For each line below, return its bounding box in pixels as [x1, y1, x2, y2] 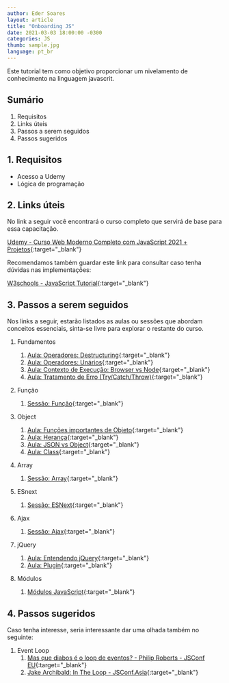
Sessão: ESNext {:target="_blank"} [27, 501, 124, 509]
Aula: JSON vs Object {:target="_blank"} [27, 440, 140, 449]
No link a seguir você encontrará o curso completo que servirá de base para [7, 217, 222, 226]
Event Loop [16, 646, 50, 654]
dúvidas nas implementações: [7, 266, 92, 274]
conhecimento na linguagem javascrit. [7, 74, 115, 82]
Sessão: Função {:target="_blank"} [27, 399, 124, 408]
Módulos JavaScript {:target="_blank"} [27, 588, 135, 596]
